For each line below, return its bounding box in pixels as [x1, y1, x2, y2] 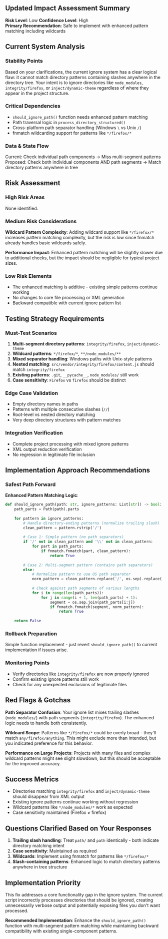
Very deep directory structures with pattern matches [12, 417, 121, 423]
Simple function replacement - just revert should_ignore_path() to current [5, 642, 157, 648]
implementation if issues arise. [5, 647, 68, 653]
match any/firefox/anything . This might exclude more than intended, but [5, 735, 156, 741]
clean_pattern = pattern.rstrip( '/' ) [23, 525, 101, 530]
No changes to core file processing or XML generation [12, 295, 125, 301]
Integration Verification [5, 429, 63, 436]
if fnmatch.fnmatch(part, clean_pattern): [40, 549, 131, 554]
